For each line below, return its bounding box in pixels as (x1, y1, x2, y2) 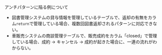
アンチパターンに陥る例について (4, 4, 69, 10)
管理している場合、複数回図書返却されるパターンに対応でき (33, 21, 153, 26)
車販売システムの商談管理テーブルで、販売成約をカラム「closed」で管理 (11, 33, 157, 38)
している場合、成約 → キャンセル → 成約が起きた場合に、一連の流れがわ (11, 39, 157, 45)
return (16, 21, 30, 26)
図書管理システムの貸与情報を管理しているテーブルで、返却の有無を (11, 15, 148, 20)
